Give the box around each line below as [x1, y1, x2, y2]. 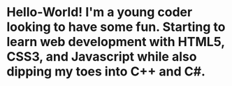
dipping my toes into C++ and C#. [6, 64, 205, 80]
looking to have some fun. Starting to [6, 19, 226, 35]
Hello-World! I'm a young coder [6, 4, 193, 20]
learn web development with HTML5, [6, 34, 225, 50]
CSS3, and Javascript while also [6, 49, 197, 65]
